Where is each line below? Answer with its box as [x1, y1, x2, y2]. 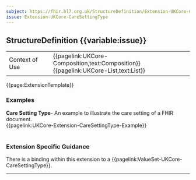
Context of [9, 56, 38, 64]
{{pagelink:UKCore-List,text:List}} [52, 66, 146, 75]
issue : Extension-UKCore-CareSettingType [6, 14, 108, 20]
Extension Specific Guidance [6, 142, 90, 150]
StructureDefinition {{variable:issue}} [6, 36, 147, 45]
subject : [6, 8, 27, 15]
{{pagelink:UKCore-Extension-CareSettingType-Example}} [6, 122, 147, 129]
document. [6, 115, 32, 122]
